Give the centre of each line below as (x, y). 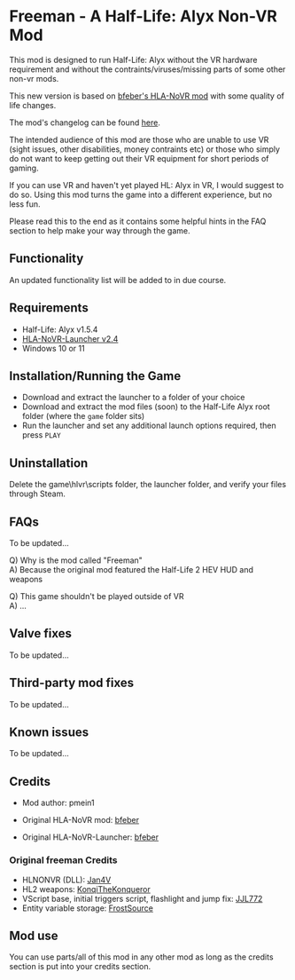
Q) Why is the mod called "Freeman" (76, 560)
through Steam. (38, 494)
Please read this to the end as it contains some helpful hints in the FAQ (138, 221)
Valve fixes (41, 633)
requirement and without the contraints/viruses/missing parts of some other (147, 69)
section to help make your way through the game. (100, 230)
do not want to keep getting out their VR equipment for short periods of (139, 158)
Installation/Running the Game (95, 376)
